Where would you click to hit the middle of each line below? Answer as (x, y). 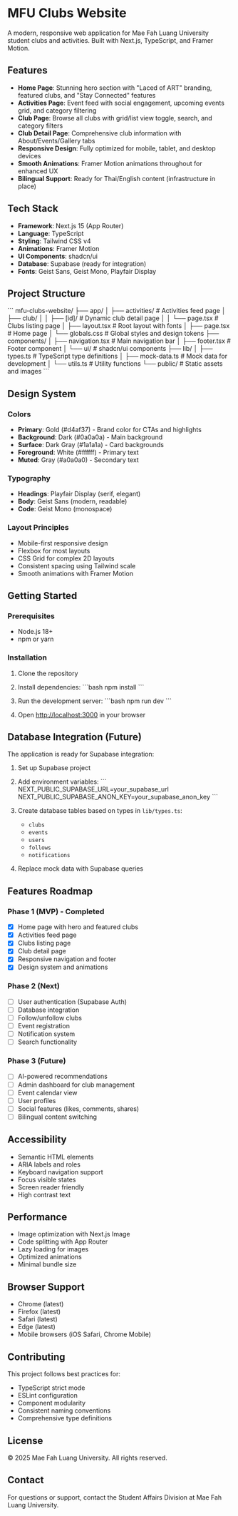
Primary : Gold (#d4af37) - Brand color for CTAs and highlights (109, 430)
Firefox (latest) (39, 1312)
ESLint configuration (48, 1395)
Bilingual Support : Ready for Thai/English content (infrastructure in (117, 178)
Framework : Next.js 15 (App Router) (71, 225)
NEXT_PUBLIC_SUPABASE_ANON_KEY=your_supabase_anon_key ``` (118, 797)
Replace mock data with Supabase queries (81, 869)
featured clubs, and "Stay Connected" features (87, 95)
